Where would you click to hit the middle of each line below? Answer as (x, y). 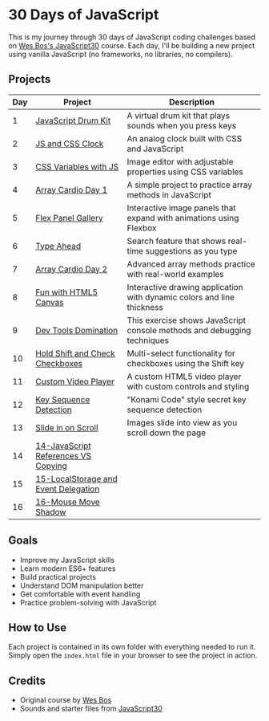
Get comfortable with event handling (80, 594)
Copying (52, 466)
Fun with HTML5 (67, 292)
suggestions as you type (191, 251)
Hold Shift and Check (76, 353)
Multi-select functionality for (181, 353)
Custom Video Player (75, 381)
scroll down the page (167, 433)
